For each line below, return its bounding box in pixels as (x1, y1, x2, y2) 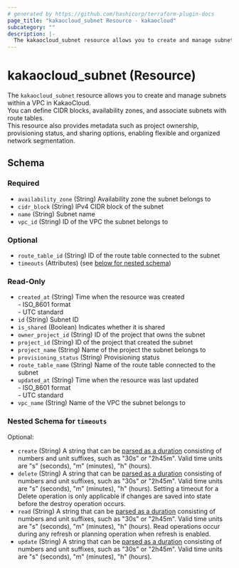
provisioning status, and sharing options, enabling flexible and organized (7, 129, 221, 137)
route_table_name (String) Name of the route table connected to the (17, 361, 216, 369)
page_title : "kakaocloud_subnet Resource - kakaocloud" (7, 17, 176, 24)
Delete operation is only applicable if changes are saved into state (17, 492, 211, 500)
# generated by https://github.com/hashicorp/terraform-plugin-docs (7, 10, 215, 18)
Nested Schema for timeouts (7, 416, 107, 426)
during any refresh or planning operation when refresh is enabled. (17, 530, 211, 538)
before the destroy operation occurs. (17, 499, 126, 507)
